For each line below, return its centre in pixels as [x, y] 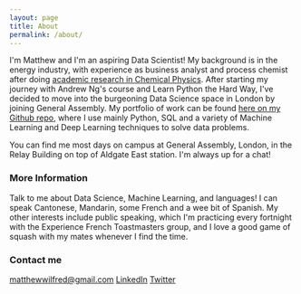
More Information [49, 178]
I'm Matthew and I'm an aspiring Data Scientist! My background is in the [144, 61]
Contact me [36, 260]
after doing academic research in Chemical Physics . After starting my [139, 80]
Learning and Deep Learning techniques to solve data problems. [129, 128]
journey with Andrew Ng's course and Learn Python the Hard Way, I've [141, 89]
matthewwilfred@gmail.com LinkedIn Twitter [92, 279]
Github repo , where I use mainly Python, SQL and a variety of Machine [141, 118]
